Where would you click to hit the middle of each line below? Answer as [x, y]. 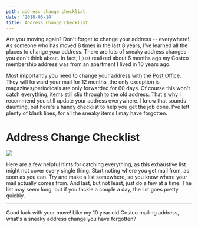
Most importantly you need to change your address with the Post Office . [94, 76]
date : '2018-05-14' [30, 17]
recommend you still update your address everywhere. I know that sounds [96, 101]
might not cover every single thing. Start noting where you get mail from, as [98, 171]
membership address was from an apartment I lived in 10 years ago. [88, 64]
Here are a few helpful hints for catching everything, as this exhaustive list [96, 164]
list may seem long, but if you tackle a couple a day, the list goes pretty [92, 190]
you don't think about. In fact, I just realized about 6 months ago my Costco [98, 58]
